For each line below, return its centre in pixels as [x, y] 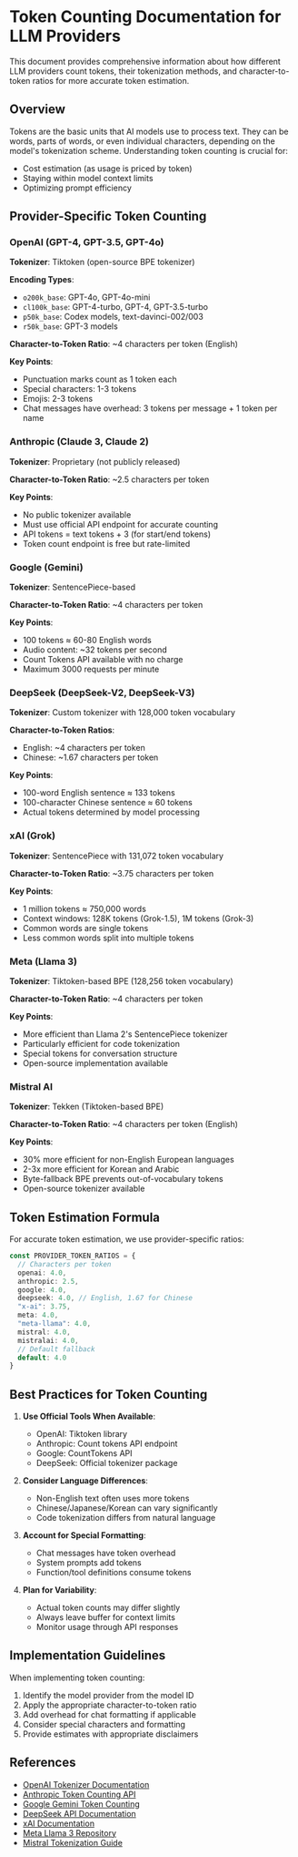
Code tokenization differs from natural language [126, 1518]
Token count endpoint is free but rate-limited [106, 543]
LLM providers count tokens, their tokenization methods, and [124, 71]
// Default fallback [56, 1349]
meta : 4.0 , [38, 1315]
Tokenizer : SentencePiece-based [73, 587]
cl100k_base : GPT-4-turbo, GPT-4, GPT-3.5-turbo [115, 307]
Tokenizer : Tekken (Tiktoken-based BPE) [87, 1107]
